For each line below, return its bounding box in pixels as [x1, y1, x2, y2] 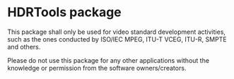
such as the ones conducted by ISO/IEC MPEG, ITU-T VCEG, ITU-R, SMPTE [7, 35, 228, 43]
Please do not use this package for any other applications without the [7, 56, 210, 64]
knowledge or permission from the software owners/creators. [7, 63, 187, 72]
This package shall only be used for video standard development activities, [7, 28, 226, 36]
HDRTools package [7, 4, 122, 20]
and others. [7, 42, 41, 51]
